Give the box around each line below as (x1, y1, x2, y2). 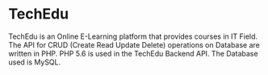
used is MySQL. (8, 57, 61, 67)
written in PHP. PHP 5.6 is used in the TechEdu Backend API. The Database (8, 48, 258, 58)
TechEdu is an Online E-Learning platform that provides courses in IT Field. (8, 31, 258, 41)
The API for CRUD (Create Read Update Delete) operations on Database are (8, 40, 261, 49)
